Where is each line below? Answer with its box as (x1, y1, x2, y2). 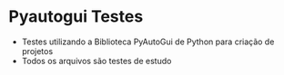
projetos (21, 45, 54, 56)
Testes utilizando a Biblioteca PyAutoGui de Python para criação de (21, 36, 275, 47)
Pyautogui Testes (8, 6, 144, 27)
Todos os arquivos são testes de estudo (21, 55, 172, 66)
